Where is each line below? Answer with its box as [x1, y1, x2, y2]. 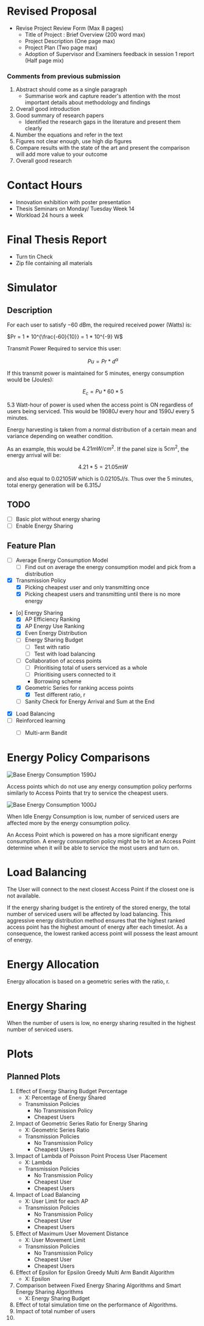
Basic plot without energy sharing [15, 516, 100, 523]
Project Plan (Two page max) [24, 44, 98, 51]
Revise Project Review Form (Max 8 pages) [15, 24, 124, 32]
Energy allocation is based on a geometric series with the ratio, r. [7, 978, 170, 985]
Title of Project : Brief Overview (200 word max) [24, 30, 146, 38]
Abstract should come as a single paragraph [15, 86, 127, 93]
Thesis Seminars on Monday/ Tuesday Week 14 [15, 205, 135, 213]
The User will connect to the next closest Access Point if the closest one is [7, 885, 194, 893]
